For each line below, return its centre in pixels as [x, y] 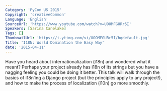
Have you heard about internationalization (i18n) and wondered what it [78, 61]
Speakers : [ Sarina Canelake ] [36, 29]
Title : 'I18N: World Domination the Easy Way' [55, 43]
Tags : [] [14, 33]
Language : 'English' [27, 19]
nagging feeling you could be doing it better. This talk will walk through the [82, 72]
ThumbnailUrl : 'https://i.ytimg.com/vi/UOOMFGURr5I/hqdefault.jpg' [77, 38]
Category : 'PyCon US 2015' [33, 10]
